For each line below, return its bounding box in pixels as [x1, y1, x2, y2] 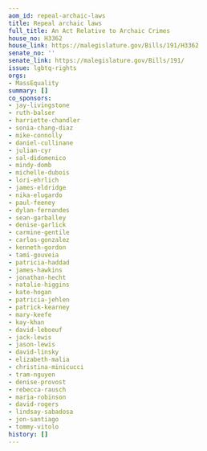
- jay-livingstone [8, 101, 70, 109]
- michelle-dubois [8, 169, 70, 177]
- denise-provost [8, 378, 67, 386]
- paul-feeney [8, 199, 56, 207]
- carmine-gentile [8, 228, 70, 237]
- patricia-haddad [8, 258, 70, 266]
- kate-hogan [8, 289, 52, 297]
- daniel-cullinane [8, 138, 74, 147]
